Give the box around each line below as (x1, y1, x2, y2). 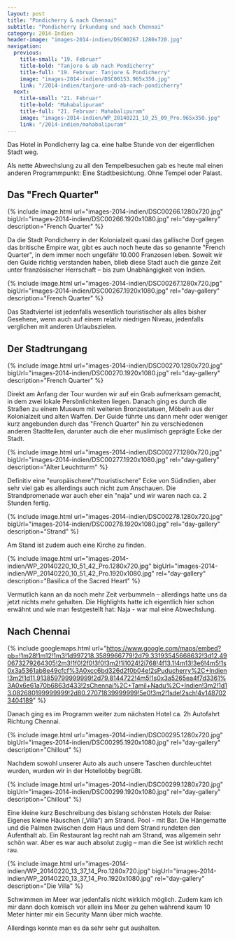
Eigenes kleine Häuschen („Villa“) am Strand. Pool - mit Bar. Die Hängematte (7, 816, 227, 824)
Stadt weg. (7, 148, 38, 156)
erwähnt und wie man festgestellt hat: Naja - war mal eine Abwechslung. (7, 605, 217, 613)
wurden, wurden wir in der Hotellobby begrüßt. (7, 766, 143, 774)
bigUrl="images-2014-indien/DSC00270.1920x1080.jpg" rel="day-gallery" (7, 369, 220, 377)
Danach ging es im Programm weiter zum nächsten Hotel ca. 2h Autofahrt (7, 709, 220, 718)
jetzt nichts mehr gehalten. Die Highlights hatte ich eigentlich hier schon (7, 598, 215, 606)
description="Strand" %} (7, 527, 79, 536)
